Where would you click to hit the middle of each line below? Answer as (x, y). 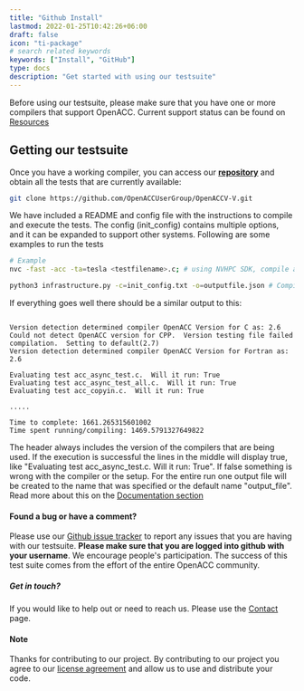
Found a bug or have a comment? (73, 516)
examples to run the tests (57, 245)
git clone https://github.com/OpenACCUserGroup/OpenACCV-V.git (131, 198)
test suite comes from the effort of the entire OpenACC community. (135, 565)
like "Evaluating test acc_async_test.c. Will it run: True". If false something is (151, 466)
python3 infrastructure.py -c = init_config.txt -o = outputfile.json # (141, 286)
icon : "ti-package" (46, 43)
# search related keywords (60, 52)
